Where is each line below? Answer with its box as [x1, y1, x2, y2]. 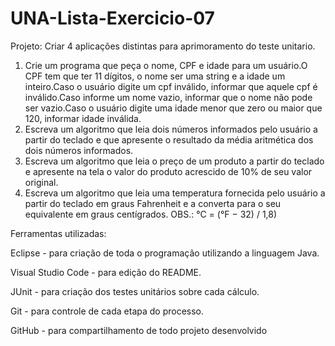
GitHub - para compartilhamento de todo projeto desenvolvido [10, 324, 268, 336]
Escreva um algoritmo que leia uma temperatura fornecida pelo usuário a [24, 187, 326, 199]
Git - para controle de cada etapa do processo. [10, 305, 205, 317]
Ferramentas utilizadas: [10, 227, 107, 239]
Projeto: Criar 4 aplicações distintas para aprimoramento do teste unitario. [10, 40, 316, 52]
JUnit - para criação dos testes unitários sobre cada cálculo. [10, 285, 260, 297]
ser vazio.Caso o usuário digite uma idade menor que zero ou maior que [24, 102, 323, 114]
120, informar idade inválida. [24, 112, 142, 124]
